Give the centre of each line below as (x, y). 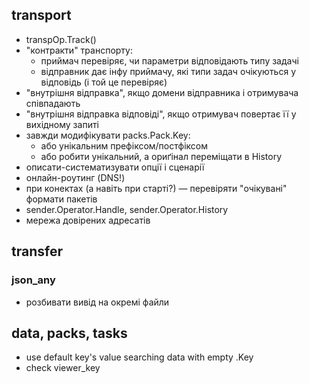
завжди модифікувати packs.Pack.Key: (108, 135)
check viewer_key (63, 368)
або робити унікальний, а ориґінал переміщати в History (161, 156)
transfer (37, 251)
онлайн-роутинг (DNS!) (75, 177)
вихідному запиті (62, 124)
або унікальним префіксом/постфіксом (124, 145)
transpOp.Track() (61, 39)
